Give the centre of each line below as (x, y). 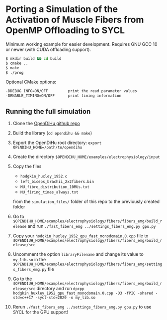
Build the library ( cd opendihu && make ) (52, 133)
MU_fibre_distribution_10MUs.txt (55, 187)
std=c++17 (23, 298)
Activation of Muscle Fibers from (75, 20)
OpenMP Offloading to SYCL (65, 30)
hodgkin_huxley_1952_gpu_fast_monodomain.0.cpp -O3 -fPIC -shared (83, 293)
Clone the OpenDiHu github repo (46, 123)
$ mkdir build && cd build (34, 58)
